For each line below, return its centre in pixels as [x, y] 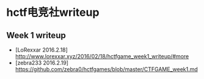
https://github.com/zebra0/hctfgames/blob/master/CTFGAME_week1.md [107, 69]
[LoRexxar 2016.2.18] [42, 50]
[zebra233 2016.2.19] [42, 63]
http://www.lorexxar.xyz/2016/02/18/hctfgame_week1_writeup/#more [102, 56]
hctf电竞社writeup [53, 12]
